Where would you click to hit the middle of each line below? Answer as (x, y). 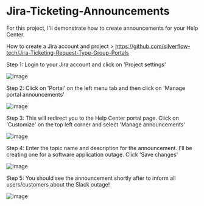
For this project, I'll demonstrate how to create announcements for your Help (102, 28)
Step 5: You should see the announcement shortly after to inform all (91, 178)
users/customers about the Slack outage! (58, 184)
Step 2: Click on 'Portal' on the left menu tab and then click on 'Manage (96, 88)
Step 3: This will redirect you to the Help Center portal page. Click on (93, 118)
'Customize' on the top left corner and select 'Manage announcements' (96, 124)
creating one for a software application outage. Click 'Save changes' (92, 154)
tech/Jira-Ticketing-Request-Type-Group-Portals (68, 52)
